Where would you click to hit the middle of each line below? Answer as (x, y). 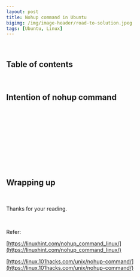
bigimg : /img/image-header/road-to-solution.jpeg (69, 23)
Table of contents (39, 64)
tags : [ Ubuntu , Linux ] (34, 28)
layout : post (22, 12)
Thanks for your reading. (37, 208)
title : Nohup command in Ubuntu (46, 17)
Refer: (14, 232)
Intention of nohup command (61, 97)
